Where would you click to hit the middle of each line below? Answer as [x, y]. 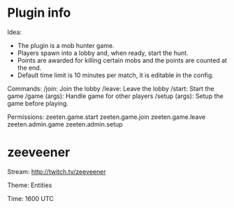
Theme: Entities [30, 185]
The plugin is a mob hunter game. [66, 45]
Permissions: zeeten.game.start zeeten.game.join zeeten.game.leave [107, 117]
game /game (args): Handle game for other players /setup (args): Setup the [115, 96]
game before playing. [38, 103]
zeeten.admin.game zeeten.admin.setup [65, 124]
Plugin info [39, 13]
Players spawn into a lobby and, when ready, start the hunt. [103, 53]
